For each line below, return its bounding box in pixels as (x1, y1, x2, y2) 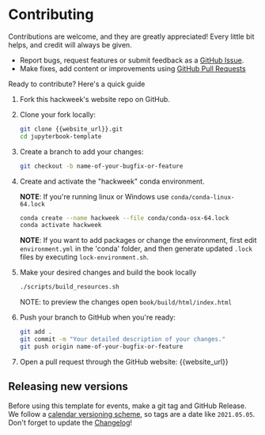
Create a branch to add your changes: (19, 146, 144, 156)
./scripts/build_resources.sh (19, 283, 120, 291)
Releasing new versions (8, 380, 128, 393)
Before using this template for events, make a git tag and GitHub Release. (8, 401, 247, 410)
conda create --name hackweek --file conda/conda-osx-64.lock (19, 214, 229, 222)
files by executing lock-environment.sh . (19, 252, 149, 262)
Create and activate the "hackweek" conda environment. (19, 176, 205, 186)
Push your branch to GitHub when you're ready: (19, 312, 176, 322)
